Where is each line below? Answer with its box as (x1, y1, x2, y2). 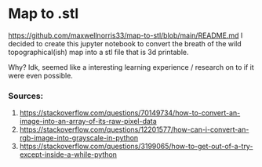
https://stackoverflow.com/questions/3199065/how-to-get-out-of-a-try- (19, 142, 253, 151)
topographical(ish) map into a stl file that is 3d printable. (8, 47, 190, 56)
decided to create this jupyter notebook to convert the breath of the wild (8, 38, 242, 48)
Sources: (8, 90, 44, 101)
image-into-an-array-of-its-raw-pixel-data (19, 117, 157, 126)
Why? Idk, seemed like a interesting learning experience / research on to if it (8, 62, 255, 71)
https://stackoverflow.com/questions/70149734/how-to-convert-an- (19, 108, 241, 118)
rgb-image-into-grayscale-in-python (19, 133, 139, 143)
